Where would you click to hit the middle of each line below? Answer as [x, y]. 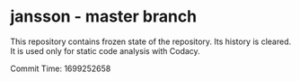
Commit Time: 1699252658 [61, 68]
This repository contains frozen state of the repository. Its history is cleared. [150, 41]
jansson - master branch [104, 17]
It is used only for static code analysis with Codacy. [105, 50]
